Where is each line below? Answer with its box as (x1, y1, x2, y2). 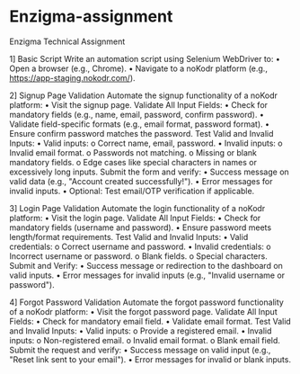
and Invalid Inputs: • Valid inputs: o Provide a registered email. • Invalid (9, 325, 272, 336)
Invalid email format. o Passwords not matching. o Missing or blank (9, 147, 258, 158)
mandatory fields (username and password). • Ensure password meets (9, 222, 272, 233)
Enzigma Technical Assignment (9, 36, 126, 47)
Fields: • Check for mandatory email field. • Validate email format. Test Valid (9, 316, 292, 326)
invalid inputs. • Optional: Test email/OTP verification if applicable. (9, 185, 255, 196)
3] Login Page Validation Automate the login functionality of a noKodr (9, 202, 266, 213)
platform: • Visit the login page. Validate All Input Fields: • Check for (9, 212, 261, 223)
